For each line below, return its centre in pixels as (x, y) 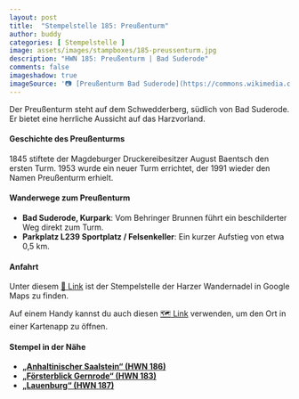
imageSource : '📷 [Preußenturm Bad (75, 84)
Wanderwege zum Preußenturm (70, 198)
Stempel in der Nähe (48, 346)
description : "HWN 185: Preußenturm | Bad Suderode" (109, 59)
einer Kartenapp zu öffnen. (59, 327)
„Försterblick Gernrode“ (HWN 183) (89, 376)
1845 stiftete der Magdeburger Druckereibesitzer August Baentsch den (139, 159)
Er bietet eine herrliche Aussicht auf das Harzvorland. (108, 118)
